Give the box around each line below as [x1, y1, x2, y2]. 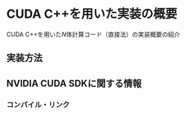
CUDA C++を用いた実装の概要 [6, 6, 177, 22]
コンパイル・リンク [6, 100, 70, 110]
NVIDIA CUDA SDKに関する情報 [6, 77, 142, 89]
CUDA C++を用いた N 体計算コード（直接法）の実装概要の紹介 [6, 30, 181, 38]
